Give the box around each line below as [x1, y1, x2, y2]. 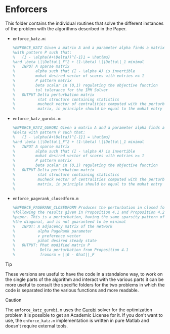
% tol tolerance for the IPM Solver [12, 87, 108, 92]
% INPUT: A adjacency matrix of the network [12, 224, 113, 229]
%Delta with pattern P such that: [12, 130, 86, 135]
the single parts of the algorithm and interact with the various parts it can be [5, 276, 164, 282]
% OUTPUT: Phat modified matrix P [12, 243, 90, 248]
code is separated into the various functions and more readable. [5, 287, 139, 294]
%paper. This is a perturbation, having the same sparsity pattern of [12, 215, 165, 220]
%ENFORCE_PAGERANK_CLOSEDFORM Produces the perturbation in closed [12, 205, 158, 210]
